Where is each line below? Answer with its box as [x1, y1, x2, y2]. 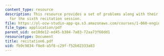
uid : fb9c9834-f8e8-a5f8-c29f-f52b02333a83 [5, 43, 95, 48]
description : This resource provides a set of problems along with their [5, 12, 159, 17]
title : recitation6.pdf [5, 39, 54, 44]
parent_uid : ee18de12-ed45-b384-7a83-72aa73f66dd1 [5, 30, 110, 35]
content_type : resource [5, 7, 54, 12]
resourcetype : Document [5, 35, 54, 39]
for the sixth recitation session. [9, 16, 82, 21]
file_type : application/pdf [5, 25, 62, 30]
